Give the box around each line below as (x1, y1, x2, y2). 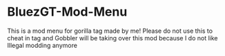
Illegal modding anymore (7, 41, 78, 49)
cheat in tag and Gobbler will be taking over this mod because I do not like (7, 33, 219, 42)
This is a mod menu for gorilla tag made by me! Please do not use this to (7, 27, 213, 35)
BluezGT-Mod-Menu (7, 4, 128, 20)
